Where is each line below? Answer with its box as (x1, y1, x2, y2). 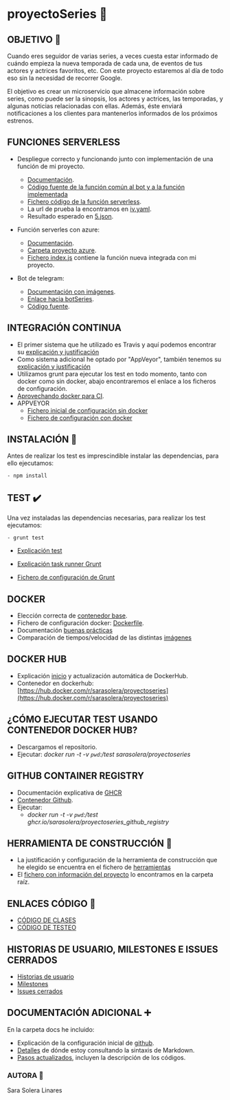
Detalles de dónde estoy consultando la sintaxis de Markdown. (16, 1046, 195, 1054)
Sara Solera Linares (7, 1086, 62, 1094)
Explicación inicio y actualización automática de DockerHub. (16, 671, 189, 680)
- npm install (7, 472, 48, 480)
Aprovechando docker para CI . (16, 391, 104, 400)
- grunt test (7, 534, 45, 542)
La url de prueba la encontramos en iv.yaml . (27, 205, 152, 213)
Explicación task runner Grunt (16, 560, 102, 568)
